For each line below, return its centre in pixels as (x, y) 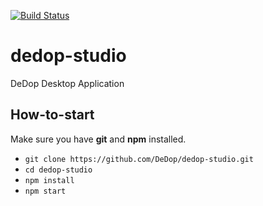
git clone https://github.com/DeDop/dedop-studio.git (139, 159)
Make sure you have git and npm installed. (98, 139)
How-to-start (52, 115)
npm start (45, 191)
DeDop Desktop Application (67, 83)
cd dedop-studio (58, 170)
